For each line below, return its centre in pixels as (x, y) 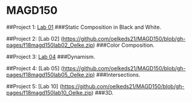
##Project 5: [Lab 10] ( (34, 86)
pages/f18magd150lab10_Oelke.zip (49, 92)
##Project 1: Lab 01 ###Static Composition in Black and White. (84, 27)
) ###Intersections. (117, 74)
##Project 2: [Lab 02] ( (35, 38)
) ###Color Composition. (124, 45)
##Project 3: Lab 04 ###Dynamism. (51, 56)
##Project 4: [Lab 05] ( (35, 68)
